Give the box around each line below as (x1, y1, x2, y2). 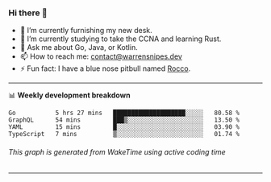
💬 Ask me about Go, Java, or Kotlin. (19, 43, 139, 52)
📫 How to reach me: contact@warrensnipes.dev (19, 52, 183, 61)
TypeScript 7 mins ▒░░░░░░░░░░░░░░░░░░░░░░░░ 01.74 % (8, 130, 240, 139)
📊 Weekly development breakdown (8, 90, 131, 100)
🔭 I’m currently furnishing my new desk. (19, 26, 153, 35)
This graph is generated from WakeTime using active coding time (8, 147, 226, 156)
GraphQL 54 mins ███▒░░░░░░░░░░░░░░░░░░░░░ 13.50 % (8, 116, 240, 124)
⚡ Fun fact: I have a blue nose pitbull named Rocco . (19, 64, 191, 73)
